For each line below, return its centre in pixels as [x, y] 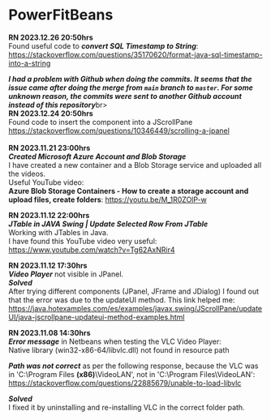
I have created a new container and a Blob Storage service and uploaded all [135, 165]
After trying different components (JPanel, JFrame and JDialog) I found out [134, 291]
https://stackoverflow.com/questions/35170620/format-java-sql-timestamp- [135, 54]
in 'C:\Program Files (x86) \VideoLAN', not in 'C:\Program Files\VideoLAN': [132, 374]
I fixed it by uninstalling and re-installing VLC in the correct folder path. [127, 407]
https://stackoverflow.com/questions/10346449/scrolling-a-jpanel [119, 131]
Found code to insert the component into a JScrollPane [101, 122]
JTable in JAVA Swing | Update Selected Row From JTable [108, 224]
